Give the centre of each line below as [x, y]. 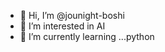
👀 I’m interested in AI [62, 26]
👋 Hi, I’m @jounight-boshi [72, 15]
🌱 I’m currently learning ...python [87, 36]
